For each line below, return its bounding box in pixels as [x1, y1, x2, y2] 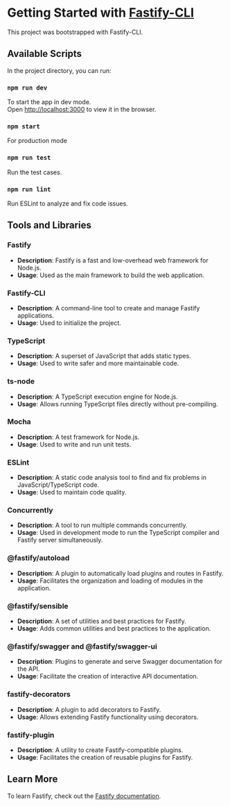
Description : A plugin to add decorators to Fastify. [17, 705, 161, 713]
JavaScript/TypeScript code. [17, 481, 99, 489]
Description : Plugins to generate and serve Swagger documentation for [17, 658, 223, 666]
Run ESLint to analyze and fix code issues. [7, 199, 128, 208]
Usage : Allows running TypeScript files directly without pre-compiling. [17, 399, 218, 408]
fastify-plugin [7, 730, 55, 740]
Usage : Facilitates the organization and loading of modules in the [17, 576, 203, 585]
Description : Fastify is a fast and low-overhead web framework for [17, 256, 209, 265]
